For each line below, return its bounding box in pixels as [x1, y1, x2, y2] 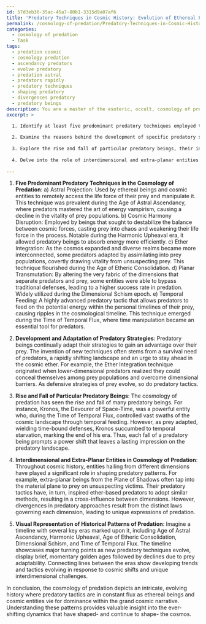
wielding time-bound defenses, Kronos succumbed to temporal [15, 425, 176, 433]
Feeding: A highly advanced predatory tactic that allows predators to [15, 297, 189, 304]
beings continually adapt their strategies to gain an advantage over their [15, 341, 197, 349]
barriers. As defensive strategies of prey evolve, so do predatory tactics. [15, 380, 199, 388]
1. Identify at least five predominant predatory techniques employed [12, 123, 196, 129]
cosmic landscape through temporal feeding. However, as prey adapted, [15, 418, 198, 426]
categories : [6, 26, 37, 33]
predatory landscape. [15, 444, 70, 452]
